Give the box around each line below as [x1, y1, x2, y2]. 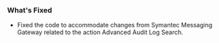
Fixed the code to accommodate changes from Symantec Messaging [16, 21, 213, 29]
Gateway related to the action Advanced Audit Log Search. [16, 28, 183, 36]
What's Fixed [7, 5, 53, 15]
